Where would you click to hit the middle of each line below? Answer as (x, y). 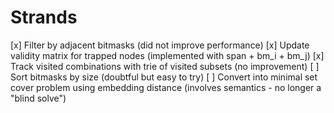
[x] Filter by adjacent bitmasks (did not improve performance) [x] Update (160, 45)
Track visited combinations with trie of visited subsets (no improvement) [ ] (165, 66)
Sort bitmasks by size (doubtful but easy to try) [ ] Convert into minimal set (164, 77)
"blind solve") (38, 98)
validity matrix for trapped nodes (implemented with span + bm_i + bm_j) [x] (167, 55)
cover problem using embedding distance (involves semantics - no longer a (166, 87)
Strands (44, 17)
